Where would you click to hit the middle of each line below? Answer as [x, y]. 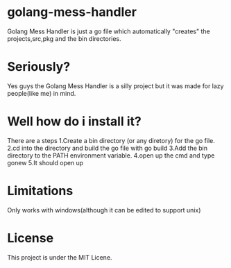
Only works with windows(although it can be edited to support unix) [104, 210]
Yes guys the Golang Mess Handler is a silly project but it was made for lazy [115, 86]
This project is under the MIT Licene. [60, 257]
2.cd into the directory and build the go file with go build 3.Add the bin [108, 148]
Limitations [40, 191]
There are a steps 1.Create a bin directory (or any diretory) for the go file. [111, 140]
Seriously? [39, 67]
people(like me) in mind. [42, 93]
